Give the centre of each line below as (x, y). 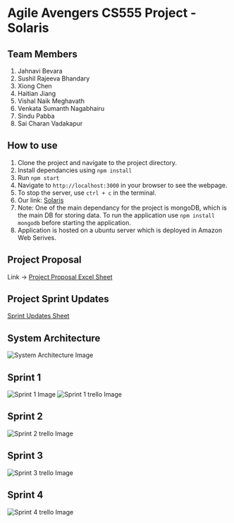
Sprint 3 (25, 456)
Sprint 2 (25, 417)
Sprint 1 (24, 377)
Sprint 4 (25, 495)
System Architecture (54, 338)
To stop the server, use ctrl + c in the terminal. (87, 193)
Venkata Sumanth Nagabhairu (61, 108)
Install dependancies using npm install (75, 170)
